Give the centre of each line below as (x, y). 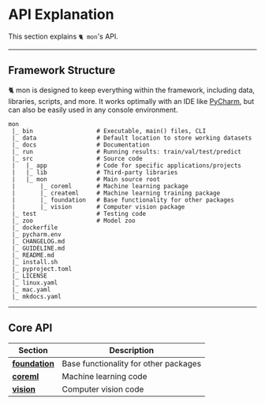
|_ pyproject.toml (42, 269)
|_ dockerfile (35, 227)
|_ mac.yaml (31, 289)
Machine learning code (105, 376)
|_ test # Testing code (79, 214)
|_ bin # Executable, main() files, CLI (109, 131)
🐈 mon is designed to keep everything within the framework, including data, (131, 90)
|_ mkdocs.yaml (36, 296)
